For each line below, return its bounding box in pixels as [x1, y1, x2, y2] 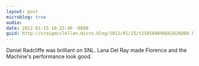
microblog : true [6, 14, 46, 20]
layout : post [6, 8, 38, 15]
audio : [6, 19, 23, 25]
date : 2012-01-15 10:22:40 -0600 [6, 25, 89, 31]
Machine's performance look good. [6, 53, 92, 60]
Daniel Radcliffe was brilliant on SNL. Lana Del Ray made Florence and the [6, 47, 187, 54]
